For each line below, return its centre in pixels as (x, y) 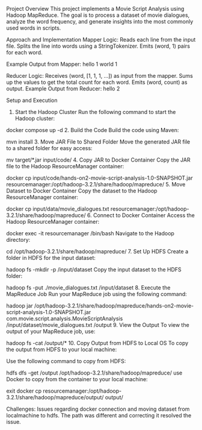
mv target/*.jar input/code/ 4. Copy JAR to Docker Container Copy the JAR (98, 160)
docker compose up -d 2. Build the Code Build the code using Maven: (93, 130)
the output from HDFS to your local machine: (62, 349)
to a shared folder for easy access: (49, 148)
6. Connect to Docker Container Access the (141, 215)
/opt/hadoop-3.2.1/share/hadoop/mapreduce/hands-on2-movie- (114, 306)
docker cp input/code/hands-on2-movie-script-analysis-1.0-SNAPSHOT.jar (100, 178)
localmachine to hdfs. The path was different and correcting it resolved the (99, 415)
